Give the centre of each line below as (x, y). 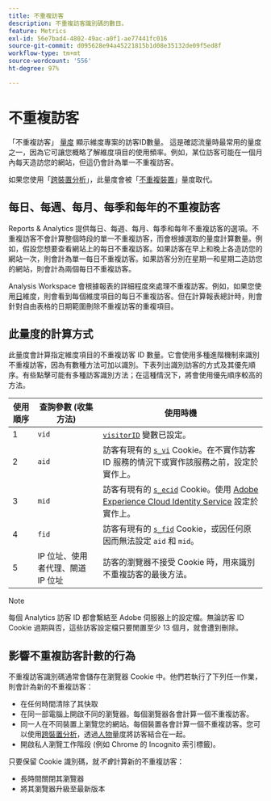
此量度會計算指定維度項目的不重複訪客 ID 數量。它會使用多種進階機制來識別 (134, 355)
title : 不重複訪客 (36, 16)
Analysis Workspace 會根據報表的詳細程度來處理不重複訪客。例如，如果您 (131, 286)
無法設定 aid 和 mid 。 (159, 541)
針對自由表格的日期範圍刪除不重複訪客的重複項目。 (93, 306)
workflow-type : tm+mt (45, 53)
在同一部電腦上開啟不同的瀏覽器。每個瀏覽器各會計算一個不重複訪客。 (137, 714)
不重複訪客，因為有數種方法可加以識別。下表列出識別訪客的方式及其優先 (128, 365)
